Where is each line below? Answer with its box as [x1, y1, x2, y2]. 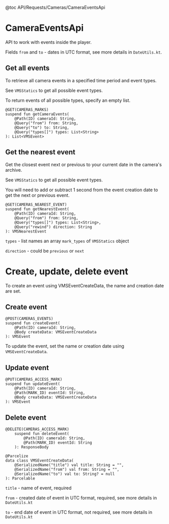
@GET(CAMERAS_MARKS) [5, 107, 49, 112]
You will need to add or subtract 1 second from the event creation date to [5, 187, 158, 193]
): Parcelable [5, 475, 36, 481]
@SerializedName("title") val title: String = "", [14, 462, 124, 467]
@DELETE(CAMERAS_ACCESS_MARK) [5, 426, 70, 431]
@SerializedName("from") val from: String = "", [14, 467, 120, 472]
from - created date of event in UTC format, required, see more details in [5, 494, 157, 500]
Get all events [5, 64, 50, 73]
